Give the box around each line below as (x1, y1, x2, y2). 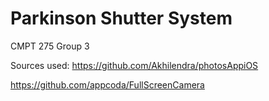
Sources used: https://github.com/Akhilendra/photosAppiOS (10, 59, 259, 71)
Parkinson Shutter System (10, 7, 233, 30)
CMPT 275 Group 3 (10, 40, 90, 52)
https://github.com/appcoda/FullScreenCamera (10, 78, 205, 91)
